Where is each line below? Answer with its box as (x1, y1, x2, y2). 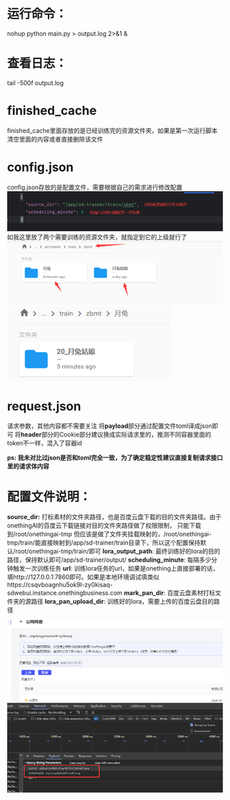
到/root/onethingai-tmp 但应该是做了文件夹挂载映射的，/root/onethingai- (7, 530, 212, 538)
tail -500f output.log (7, 78, 64, 87)
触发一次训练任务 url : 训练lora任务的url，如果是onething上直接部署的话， (12, 564, 219, 573)
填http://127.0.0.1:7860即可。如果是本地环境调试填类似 (7, 573, 159, 581)
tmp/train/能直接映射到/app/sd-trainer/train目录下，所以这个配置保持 (7, 538, 201, 547)
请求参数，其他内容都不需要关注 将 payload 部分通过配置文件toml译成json (7, 422, 212, 430)
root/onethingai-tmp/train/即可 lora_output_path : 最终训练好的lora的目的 (15, 547, 220, 556)
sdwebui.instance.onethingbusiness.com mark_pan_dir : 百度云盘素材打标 (7, 588, 216, 597)
